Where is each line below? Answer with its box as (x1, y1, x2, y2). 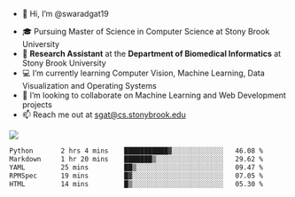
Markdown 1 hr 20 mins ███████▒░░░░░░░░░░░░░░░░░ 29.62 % (9, 154, 264, 163)
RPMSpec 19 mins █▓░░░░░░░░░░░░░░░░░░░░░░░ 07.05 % (9, 171, 264, 180)
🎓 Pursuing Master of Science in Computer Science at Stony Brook (21, 27, 270, 36)
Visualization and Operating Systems (21, 81, 157, 91)
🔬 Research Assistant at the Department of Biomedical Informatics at (21, 49, 282, 59)
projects (21, 99, 53, 110)
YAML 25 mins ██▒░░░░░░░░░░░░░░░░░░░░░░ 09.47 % (9, 162, 264, 172)
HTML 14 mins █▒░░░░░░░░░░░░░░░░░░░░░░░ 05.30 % (9, 179, 264, 188)
